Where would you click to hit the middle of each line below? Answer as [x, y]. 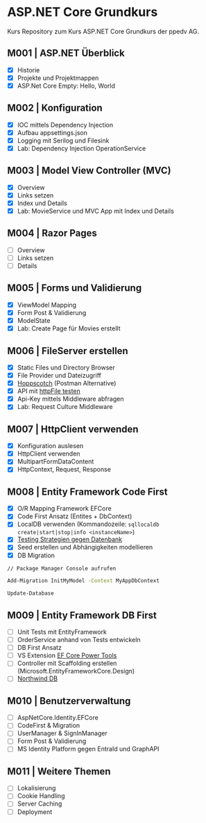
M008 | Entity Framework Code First [87, 492]
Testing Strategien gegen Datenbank [70, 539]
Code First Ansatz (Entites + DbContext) [75, 516]
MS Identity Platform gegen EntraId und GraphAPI [88, 749]
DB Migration [36, 555]
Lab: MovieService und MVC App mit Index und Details [96, 211]
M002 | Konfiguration [55, 108]
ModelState [34, 320]
